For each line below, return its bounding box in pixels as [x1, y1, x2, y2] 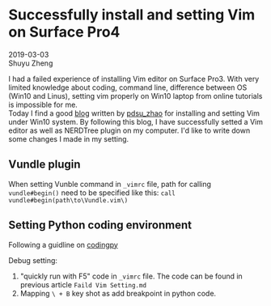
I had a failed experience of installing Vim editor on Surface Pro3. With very [8, 74, 260, 83]
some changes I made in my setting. [8, 134, 129, 143]
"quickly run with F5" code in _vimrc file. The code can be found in [19, 271, 243, 281]
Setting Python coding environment [8, 219, 193, 232]
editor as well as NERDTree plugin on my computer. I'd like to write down [8, 125, 251, 135]
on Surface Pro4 [8, 23, 121, 41]
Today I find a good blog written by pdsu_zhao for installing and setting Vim [8, 108, 260, 118]
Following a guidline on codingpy [8, 240, 119, 249]
